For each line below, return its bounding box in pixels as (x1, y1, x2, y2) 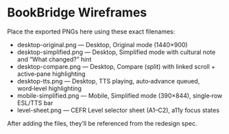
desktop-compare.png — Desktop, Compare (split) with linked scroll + (16, 62, 216, 70)
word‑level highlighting (16, 84, 82, 92)
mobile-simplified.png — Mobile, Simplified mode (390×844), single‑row (16, 91, 223, 100)
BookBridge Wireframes (7, 5, 147, 21)
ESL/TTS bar (16, 98, 53, 107)
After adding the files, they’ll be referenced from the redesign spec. (7, 119, 197, 127)
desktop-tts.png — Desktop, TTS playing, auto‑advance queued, (16, 77, 200, 85)
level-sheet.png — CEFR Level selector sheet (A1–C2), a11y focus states (16, 106, 220, 114)
